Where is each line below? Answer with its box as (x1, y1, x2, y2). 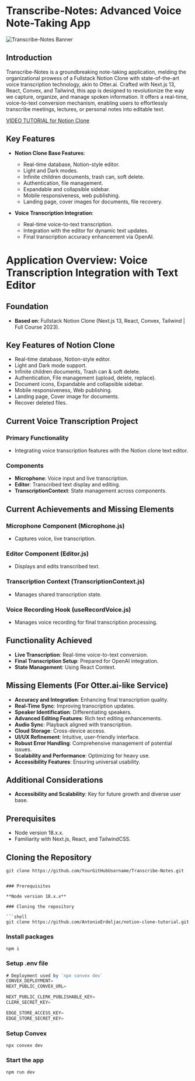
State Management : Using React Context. (14, 664, 116, 671)
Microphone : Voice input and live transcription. (14, 475, 128, 482)
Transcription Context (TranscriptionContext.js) (6, 578, 145, 586)
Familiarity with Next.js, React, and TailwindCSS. (14, 835, 131, 842)
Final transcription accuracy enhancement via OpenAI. (23, 233, 155, 240)
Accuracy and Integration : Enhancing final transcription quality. (14, 696, 169, 703)
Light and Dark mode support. (14, 362, 87, 369)
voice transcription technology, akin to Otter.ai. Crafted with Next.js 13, (6, 81, 176, 88)
